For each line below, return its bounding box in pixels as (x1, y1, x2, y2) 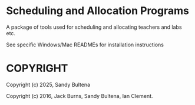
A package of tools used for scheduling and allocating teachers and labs (6, 23, 182, 31)
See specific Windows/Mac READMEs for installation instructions (6, 41, 164, 48)
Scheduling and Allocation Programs (6, 4, 190, 18)
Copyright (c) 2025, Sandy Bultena (6, 81, 90, 88)
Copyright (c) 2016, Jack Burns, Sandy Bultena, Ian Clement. (6, 92, 153, 99)
